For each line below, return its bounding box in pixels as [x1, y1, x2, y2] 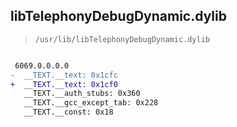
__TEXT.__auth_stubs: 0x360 [23, 89, 141, 99]
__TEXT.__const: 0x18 [23, 107, 114, 118]
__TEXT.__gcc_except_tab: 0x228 [23, 98, 159, 108]
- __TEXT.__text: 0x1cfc [10, 70, 118, 80]
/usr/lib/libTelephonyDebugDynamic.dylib [34, 34, 210, 44]
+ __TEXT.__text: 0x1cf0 [10, 79, 118, 89]
